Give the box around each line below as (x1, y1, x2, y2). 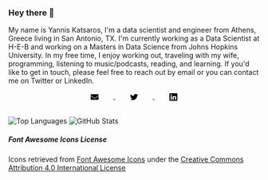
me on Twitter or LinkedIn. (8, 76, 94, 86)
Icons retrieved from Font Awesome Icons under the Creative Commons (8, 155, 244, 164)
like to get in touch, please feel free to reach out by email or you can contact (8, 68, 259, 77)
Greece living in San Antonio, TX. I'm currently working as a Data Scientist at (8, 33, 260, 43)
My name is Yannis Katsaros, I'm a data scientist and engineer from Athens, (8, 25, 257, 35)
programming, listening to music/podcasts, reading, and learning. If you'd (8, 59, 250, 68)
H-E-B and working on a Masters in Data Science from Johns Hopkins (8, 42, 238, 52)
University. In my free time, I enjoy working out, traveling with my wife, (8, 51, 239, 61)
